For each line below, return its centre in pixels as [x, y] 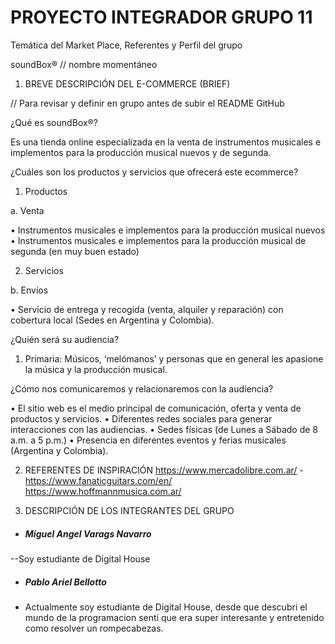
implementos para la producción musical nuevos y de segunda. [141, 152]
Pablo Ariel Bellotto [65, 582]
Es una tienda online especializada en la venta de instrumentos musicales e [166, 142]
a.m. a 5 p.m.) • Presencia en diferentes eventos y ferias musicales [148, 440]
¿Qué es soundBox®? [54, 122]
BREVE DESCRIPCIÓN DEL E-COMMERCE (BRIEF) [127, 83]
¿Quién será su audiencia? [65, 339]
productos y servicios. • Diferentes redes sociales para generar [141, 418]
